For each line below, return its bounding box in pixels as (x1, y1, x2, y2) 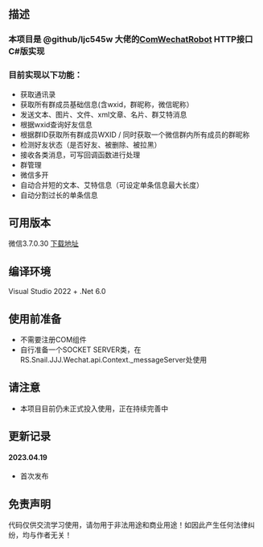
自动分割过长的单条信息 (19, 190, 98, 200)
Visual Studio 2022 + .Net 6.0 (8, 287, 106, 296)
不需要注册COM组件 (19, 335, 87, 345)
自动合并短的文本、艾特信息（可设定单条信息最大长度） (19, 180, 203, 189)
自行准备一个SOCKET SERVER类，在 (19, 345, 142, 354)
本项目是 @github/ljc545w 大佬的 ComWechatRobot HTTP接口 (8, 34, 253, 45)
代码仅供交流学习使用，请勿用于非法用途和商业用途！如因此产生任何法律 (8, 520, 248, 530)
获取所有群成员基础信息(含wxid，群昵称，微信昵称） (19, 99, 194, 109)
